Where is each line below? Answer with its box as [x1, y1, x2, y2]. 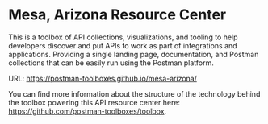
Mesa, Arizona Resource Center [8, 6, 227, 24]
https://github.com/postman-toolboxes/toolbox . [8, 106, 167, 116]
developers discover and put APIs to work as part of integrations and [8, 40, 237, 50]
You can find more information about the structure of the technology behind [8, 89, 261, 98]
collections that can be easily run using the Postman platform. [8, 58, 214, 68]
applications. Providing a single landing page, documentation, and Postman [8, 49, 259, 59]
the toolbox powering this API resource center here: [8, 97, 180, 107]
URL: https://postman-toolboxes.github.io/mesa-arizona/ [8, 73, 198, 83]
